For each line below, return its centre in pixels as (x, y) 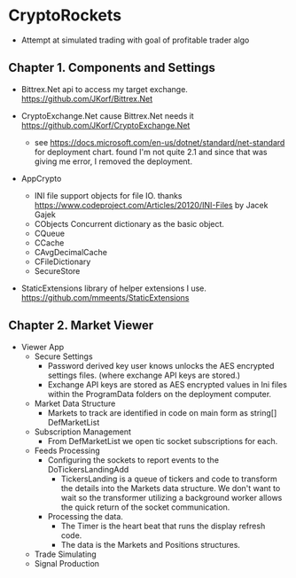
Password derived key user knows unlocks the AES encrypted (161, 365)
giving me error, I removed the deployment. (113, 161)
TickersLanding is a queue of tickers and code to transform (169, 479)
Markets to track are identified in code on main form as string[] (162, 412)
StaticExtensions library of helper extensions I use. (114, 288)
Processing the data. (85, 516)
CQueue (50, 233)
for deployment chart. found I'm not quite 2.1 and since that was (151, 152)
